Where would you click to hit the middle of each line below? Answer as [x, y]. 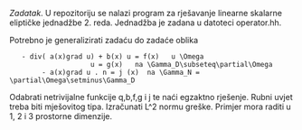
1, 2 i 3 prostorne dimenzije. [61, 116]
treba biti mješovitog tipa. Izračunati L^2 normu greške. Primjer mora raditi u [150, 107]
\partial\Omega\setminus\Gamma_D [72, 80]
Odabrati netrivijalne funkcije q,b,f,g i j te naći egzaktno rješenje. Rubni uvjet [151, 97]
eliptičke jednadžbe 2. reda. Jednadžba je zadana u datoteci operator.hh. [146, 23]
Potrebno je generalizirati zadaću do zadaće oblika [104, 40]
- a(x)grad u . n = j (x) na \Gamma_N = [121, 72]
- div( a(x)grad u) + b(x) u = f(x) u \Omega [113, 57]
